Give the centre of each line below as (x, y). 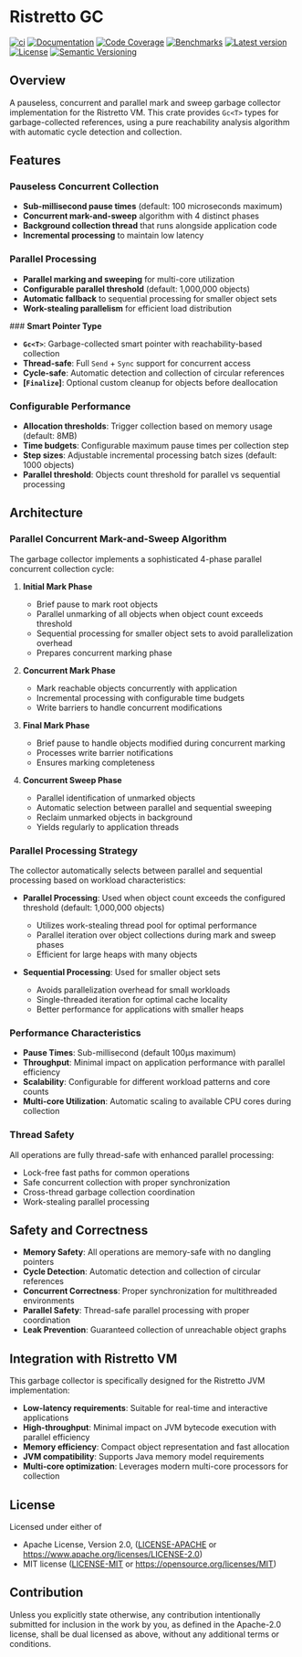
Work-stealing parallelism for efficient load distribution (127, 308)
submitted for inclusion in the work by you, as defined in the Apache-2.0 (145, 1624)
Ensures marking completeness (95, 762)
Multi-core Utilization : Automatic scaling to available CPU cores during (157, 1101)
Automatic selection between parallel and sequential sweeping (154, 807)
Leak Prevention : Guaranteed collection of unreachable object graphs (155, 1330)
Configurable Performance (70, 406)
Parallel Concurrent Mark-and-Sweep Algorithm (118, 539)
